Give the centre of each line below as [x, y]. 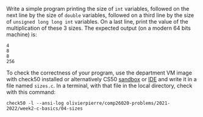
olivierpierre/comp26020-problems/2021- [118, 103]
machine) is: [22, 35]
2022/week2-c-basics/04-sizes [45, 109]
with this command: [31, 92]
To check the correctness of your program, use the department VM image [99, 73]
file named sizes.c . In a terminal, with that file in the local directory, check [99, 85]
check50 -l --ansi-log [35, 103]
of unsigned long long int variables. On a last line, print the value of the [97, 22]
